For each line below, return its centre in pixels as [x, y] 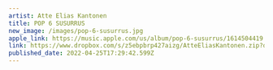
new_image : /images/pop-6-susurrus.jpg [76, 31]
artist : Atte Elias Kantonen [58, 16]
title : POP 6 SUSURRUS [47, 23]
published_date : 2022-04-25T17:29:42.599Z [81, 53]
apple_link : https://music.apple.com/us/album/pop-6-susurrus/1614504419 [136, 38]
